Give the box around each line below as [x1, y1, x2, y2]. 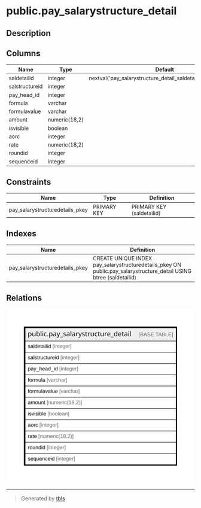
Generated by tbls [20, 495, 66, 502]
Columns [6, 48, 41, 58]
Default [155, 66, 175, 73]
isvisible [8, 124, 29, 132]
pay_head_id [8, 91, 40, 98]
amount [8, 116, 28, 123]
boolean [47, 124, 68, 132]
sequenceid [8, 157, 38, 165]
